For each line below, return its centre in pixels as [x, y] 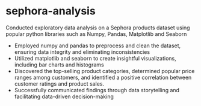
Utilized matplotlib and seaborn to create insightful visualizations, [95, 58]
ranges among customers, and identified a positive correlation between [103, 77]
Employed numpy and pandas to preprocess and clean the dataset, [97, 46]
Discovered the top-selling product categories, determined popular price [104, 71]
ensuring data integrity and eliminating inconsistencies [82, 52]
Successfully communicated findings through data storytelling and [97, 90]
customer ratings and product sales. [59, 84]
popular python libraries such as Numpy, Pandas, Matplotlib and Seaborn [96, 34]
